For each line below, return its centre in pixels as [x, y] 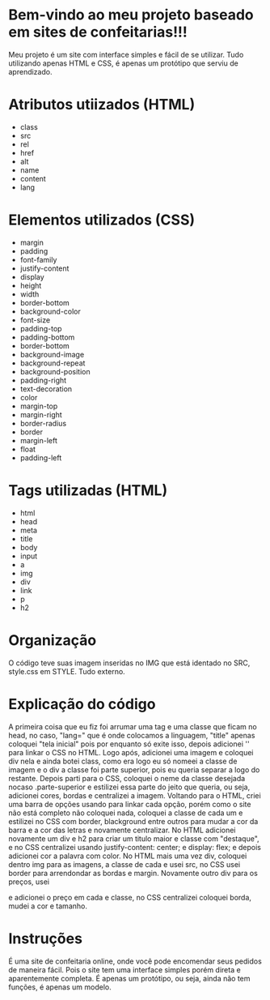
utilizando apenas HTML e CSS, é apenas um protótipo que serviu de [123, 63]
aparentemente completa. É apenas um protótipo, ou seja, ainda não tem [129, 978]
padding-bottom [47, 337]
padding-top [41, 328]
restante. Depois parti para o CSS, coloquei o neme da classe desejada [127, 778]
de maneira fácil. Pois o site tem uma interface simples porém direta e [124, 969]
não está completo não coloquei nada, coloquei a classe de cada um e [126, 813]
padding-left [41, 457]
